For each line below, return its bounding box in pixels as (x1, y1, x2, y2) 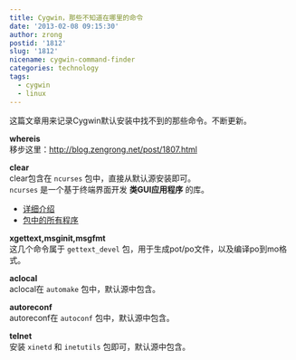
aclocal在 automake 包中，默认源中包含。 (9, 283, 161, 294)
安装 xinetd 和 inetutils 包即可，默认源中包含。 (9, 341, 191, 352)
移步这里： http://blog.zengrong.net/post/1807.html (9, 144, 197, 155)
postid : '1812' (9, 38, 67, 48)
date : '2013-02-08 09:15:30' (9, 22, 119, 31)
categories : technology (9, 64, 100, 73)
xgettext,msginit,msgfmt (9, 232, 106, 243)
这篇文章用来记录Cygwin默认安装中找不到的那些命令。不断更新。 (9, 115, 252, 126)
